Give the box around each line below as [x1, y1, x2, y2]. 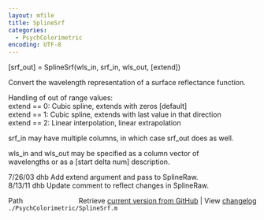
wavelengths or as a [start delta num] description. [8, 157, 170, 166]
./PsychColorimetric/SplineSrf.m [8, 204, 118, 213]
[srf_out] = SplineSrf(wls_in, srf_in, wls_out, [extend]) [8, 62, 181, 72]
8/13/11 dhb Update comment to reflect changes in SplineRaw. [8, 181, 209, 190]
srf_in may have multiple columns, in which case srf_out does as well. [8, 133, 234, 143]
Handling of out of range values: [8, 93, 113, 103]
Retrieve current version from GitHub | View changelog [78, 196, 257, 206]
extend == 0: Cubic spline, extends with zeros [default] [8, 102, 188, 111]
